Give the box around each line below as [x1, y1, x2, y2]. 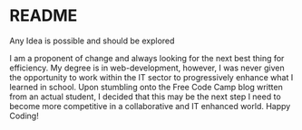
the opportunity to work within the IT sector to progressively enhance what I [9, 71, 294, 82]
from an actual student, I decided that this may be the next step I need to [9, 91, 281, 102]
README [9, 5, 78, 26]
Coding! [9, 110, 39, 121]
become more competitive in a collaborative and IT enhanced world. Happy [9, 100, 291, 111]
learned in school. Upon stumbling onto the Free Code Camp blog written [9, 81, 283, 92]
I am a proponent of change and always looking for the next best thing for [9, 52, 285, 63]
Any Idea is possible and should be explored [9, 35, 175, 46]
